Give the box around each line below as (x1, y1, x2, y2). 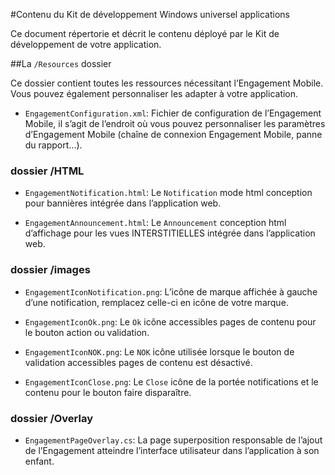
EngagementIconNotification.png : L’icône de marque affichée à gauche (24, 285, 318, 298)
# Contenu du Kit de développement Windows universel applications (10, 9, 290, 20)
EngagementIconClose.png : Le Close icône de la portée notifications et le (24, 375, 319, 388)
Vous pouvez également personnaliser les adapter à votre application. (10, 88, 299, 99)
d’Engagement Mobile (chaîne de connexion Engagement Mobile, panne (24, 129, 323, 140)
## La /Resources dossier (10, 58, 112, 69)
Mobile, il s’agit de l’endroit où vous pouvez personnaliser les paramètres (24, 118, 326, 129)
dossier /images (10, 263, 91, 277)
